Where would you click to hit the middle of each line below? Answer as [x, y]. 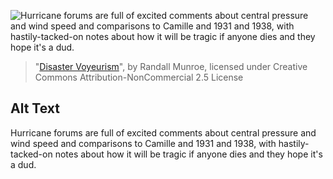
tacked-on [31, 154]
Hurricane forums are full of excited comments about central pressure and [163, 132]
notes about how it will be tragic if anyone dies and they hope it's [188, 154]
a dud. [23, 164]
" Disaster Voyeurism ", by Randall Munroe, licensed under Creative [171, 66]
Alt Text [35, 108]
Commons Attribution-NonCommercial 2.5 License [139, 77]
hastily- [294, 143]
